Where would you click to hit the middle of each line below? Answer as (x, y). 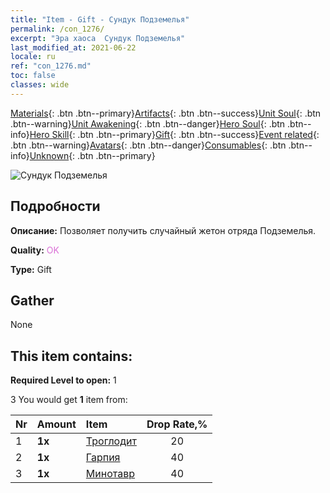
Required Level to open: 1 (63, 380)
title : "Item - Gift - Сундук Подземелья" (100, 19)
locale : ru (33, 57)
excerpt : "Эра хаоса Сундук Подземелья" (98, 38)
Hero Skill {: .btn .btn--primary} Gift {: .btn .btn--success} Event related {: (174, 134)
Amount (56, 424)
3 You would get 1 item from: (69, 400)
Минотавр (110, 474)
